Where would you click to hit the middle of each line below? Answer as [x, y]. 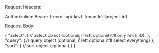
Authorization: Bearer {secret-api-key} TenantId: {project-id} [66, 16]
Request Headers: [23, 7]
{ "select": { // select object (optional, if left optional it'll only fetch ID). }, [78, 35]
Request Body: [20, 26]
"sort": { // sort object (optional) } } [40, 45]
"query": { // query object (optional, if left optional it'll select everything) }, [80, 40]
